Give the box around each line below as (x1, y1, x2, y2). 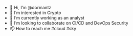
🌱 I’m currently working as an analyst (9, 15, 85, 20)
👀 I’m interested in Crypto (9, 10, 61, 16)
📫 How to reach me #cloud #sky (9, 26, 77, 31)
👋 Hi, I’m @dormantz (9, 5, 51, 10)
